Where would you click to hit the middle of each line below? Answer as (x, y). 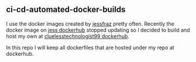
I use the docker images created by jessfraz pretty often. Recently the (90, 23)
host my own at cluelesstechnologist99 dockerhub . (68, 36)
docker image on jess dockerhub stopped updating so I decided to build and (98, 30)
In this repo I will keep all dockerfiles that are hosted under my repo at (90, 47)
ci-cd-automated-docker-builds (66, 10)
